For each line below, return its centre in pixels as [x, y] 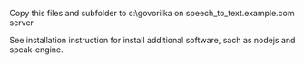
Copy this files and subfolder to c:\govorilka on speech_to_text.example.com [152, 13]
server [22, 23]
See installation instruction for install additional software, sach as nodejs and [152, 40]
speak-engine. [36, 50]
